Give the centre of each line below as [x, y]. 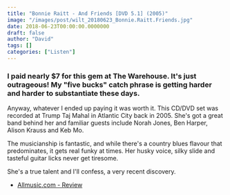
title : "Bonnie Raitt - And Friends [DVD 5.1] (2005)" [88, 13]
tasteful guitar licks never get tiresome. [63, 158]
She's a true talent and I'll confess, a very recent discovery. [92, 172]
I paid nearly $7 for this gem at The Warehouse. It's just [102, 76]
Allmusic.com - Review [50, 185]
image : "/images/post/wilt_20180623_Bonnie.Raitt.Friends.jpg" [100, 20]
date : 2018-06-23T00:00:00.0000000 [58, 26]
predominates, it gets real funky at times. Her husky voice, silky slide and [111, 151]
